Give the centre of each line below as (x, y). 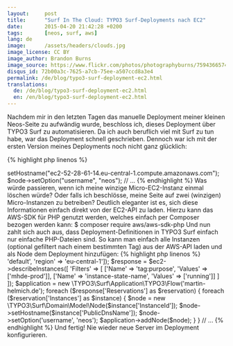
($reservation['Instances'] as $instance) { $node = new (87, 298)
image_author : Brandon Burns (49, 59)
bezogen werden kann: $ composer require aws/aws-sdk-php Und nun (109, 225)
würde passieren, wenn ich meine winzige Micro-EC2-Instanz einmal (106, 188)
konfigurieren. (27, 335)
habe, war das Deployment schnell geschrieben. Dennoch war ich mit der (112, 139)
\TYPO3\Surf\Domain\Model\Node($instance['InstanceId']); (93, 306)
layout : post (32, 13)
